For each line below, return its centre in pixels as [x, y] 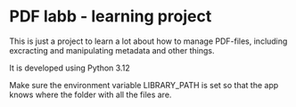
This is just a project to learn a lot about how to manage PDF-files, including [148, 41]
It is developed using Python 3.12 [70, 68]
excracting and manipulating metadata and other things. [112, 50]
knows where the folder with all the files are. [90, 95]
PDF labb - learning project [111, 16]
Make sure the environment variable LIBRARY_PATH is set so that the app [144, 85]
